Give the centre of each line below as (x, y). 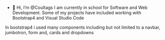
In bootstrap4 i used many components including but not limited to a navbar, (83, 27)
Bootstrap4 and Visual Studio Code (48, 18)
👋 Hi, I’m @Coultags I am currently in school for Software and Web (80, 8)
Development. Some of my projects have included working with (77, 13)
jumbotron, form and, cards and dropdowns (49, 32)
